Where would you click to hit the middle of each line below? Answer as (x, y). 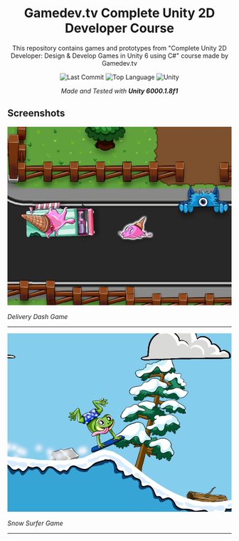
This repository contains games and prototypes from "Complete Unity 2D (119, 48)
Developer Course (119, 28)
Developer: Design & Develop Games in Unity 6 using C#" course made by (119, 56)
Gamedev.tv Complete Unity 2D (119, 13)
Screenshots (36, 113)
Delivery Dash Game (38, 316)
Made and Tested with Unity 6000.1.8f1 (119, 91)
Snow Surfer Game (35, 523)
